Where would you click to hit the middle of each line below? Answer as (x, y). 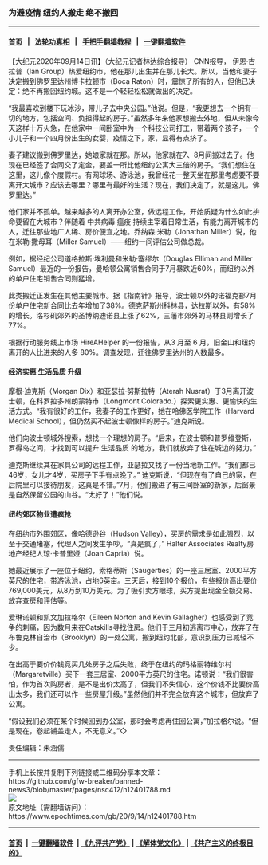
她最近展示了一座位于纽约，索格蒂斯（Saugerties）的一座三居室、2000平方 (132, 570)
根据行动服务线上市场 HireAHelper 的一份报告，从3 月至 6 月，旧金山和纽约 (132, 342)
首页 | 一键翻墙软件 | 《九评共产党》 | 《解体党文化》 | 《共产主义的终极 (128, 843)
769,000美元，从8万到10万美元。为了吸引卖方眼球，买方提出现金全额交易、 (133, 590)
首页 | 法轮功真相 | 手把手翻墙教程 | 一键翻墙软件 (97, 41)
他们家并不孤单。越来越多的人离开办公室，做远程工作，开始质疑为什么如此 (130, 211)
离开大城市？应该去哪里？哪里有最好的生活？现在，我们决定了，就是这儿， (130, 184)
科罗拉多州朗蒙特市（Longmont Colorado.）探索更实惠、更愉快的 (143, 401)
